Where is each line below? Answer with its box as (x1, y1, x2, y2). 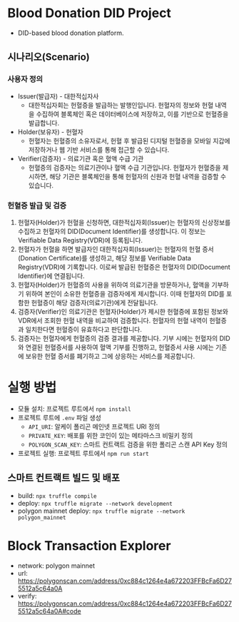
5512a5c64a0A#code (17, 606, 81, 615)
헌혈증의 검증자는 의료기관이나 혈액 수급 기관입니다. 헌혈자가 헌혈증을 (28, 163, 221, 172)
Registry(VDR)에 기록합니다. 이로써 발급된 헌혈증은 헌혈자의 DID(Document (17, 262, 230, 271)
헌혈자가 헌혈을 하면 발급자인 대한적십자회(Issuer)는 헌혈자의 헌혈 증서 (17, 245, 214, 253)
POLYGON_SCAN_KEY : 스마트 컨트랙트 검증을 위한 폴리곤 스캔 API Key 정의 (28, 440, 228, 449)
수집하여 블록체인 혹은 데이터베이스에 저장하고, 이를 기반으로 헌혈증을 (36, 109, 229, 118)
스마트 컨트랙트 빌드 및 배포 (7, 472, 120, 484)
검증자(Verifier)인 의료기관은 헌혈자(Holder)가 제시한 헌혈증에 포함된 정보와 (17, 307, 228, 315)
